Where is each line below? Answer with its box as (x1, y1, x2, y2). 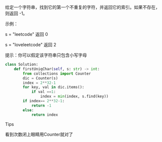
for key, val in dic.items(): (23, 85, 84, 90)
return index (31, 112, 58, 117)
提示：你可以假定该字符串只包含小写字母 (5, 52, 87, 58)
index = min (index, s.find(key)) (40, 94, 109, 99)
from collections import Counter (23, 71, 91, 76)
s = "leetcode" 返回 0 (5, 31, 48, 37)
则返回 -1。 (5, 10, 28, 16)
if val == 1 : (31, 89, 56, 94)
